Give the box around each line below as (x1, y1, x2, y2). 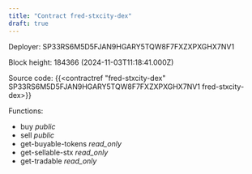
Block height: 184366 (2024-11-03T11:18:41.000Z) (8, 57, 174, 67)
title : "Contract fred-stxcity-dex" (8, 11, 132, 20)
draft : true (8, 19, 49, 28)
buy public (19, 121, 56, 131)
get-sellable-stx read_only (19, 147, 109, 157)
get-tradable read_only (19, 155, 97, 166)
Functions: (8, 106, 44, 116)
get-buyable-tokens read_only (19, 138, 122, 148)
